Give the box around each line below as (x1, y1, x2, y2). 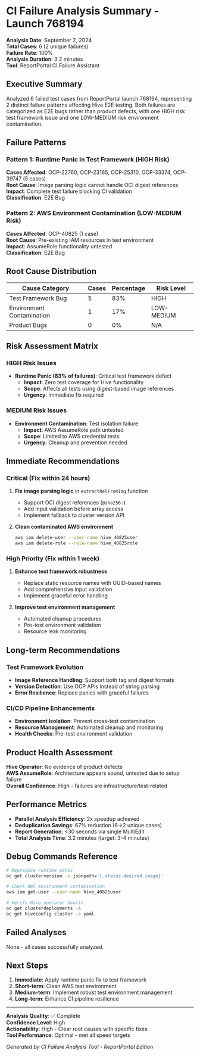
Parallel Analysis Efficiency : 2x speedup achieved (14, 815, 140, 823)
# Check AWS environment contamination (6, 883, 105, 890)
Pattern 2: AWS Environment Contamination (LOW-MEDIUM (6, 209, 182, 217)
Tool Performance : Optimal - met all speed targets (6, 1032, 131, 1039)
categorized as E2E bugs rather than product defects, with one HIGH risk (6, 107, 186, 114)
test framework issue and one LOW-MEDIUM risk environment (6, 114, 159, 121)
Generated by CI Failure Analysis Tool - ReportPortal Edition (6, 1043, 154, 1051)
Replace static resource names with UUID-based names (23, 580, 161, 587)
